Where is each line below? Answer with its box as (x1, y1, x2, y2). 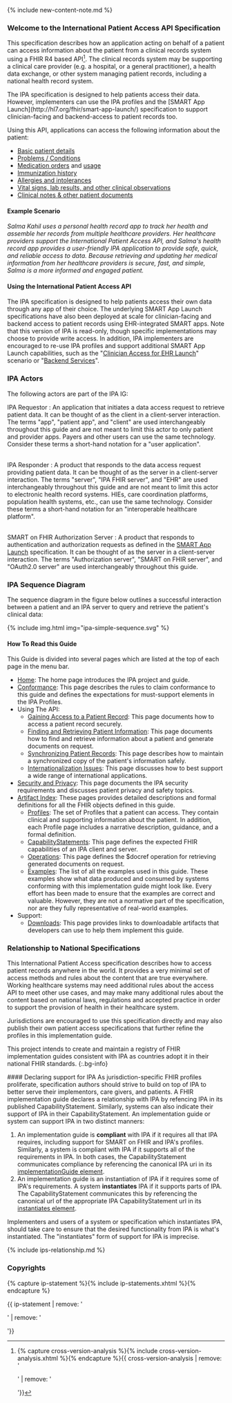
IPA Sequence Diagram (7, 579, 86, 589)
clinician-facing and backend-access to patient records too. (7, 112, 178, 121)
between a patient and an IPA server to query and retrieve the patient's (7, 602, 209, 611)
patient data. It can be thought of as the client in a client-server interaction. (7, 410, 221, 419)
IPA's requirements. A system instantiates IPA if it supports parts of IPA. (17, 1182, 222, 1191)
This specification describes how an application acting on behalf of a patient (7, 39, 225, 47)
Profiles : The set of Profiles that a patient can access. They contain (27, 808, 219, 817)
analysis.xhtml (17, 1354, 59, 1362)
